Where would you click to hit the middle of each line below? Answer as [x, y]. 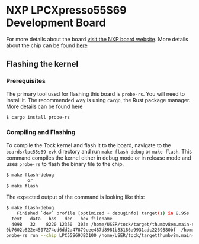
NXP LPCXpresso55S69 [66, 10]
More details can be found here [44, 106]
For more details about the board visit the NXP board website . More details [97, 39]
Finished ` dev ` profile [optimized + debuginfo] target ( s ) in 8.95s [103, 213]
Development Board [56, 23]
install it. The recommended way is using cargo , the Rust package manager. [98, 100]
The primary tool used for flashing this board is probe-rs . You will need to [96, 94]
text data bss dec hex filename [62, 219]
